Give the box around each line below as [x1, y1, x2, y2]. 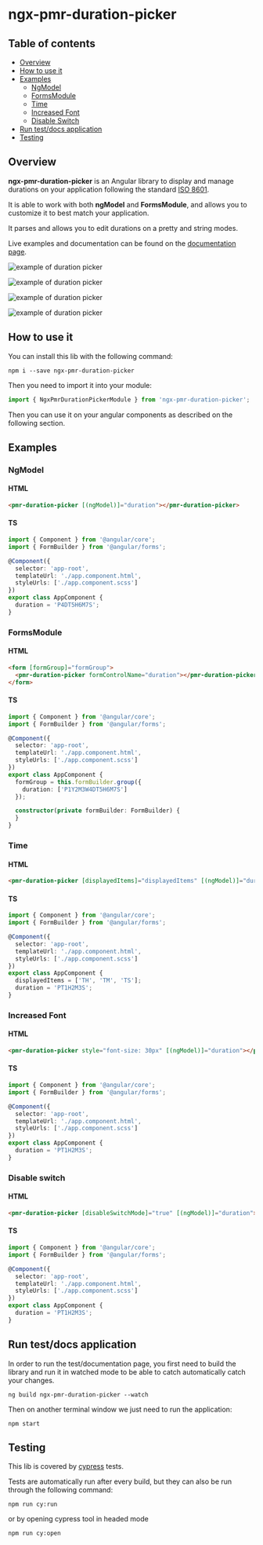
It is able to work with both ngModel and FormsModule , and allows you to [8, 200, 248, 209]
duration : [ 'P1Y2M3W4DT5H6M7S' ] [22, 785, 128, 793]
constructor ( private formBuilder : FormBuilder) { [15, 807, 180, 815]
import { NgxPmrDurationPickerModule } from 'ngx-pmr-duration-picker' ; [8, 395, 250, 404]
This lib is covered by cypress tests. [8, 1462, 124, 1471]
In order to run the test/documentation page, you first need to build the [8, 1359, 236, 1368]
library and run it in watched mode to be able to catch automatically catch [8, 1367, 246, 1376]
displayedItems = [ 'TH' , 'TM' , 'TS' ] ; [15, 976, 142, 985]
